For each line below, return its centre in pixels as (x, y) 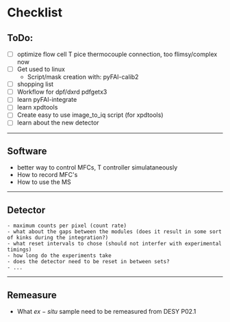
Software (27, 151)
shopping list (35, 84)
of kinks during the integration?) (58, 238)
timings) (20, 250)
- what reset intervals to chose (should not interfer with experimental (115, 244)
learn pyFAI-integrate (47, 100)
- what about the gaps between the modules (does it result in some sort (115, 232)
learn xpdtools (37, 107)
